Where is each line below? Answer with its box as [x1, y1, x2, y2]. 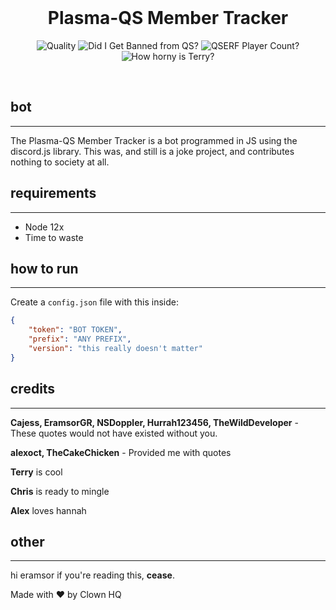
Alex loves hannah [10, 504, 87, 516]
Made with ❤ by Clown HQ [10, 589, 122, 601]
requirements [10, 185, 97, 202]
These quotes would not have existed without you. [10, 427, 218, 439]
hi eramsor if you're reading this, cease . [10, 569, 175, 581]
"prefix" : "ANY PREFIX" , [28, 334, 132, 345]
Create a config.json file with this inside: [10, 296, 179, 308]
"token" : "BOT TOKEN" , [28, 325, 123, 335]
